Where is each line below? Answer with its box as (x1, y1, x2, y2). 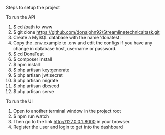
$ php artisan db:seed (13, 83, 60, 89)
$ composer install (13, 56, 52, 62)
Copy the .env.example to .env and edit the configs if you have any (13, 40, 153, 46)
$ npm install (13, 62, 40, 67)
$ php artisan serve (13, 88, 54, 94)
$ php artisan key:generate (13, 67, 70, 73)
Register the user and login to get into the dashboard (13, 124, 123, 130)
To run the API (6, 14, 36, 20)
